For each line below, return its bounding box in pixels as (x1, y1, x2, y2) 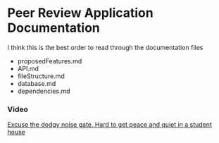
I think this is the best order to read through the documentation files (7, 43, 204, 51)
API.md (17, 64, 39, 73)
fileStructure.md (17, 72, 65, 80)
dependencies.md (17, 87, 70, 95)
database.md (17, 79, 56, 87)
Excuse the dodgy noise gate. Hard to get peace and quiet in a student (7, 120, 213, 129)
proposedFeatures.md (17, 56, 82, 65)
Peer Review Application (7, 5, 154, 21)
